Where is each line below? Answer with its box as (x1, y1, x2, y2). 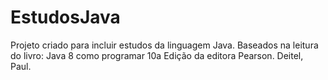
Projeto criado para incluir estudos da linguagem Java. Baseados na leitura (10, 39, 319, 51)
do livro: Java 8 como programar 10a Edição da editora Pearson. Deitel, (10, 49, 304, 61)
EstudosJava (10, 6, 121, 29)
